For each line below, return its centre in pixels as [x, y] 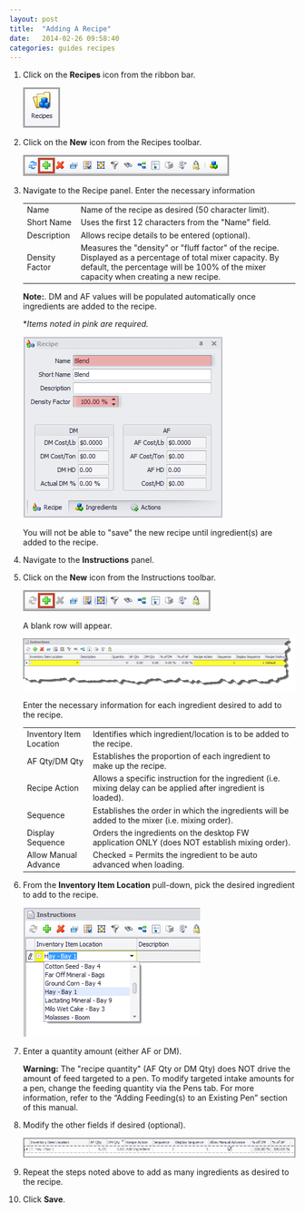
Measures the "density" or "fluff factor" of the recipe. [180, 247]
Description [49, 235]
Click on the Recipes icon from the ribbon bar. [109, 75]
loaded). [108, 798]
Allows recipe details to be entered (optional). [166, 235]
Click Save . [44, 1199]
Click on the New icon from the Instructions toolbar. [119, 577]
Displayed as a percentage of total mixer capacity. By [180, 257]
